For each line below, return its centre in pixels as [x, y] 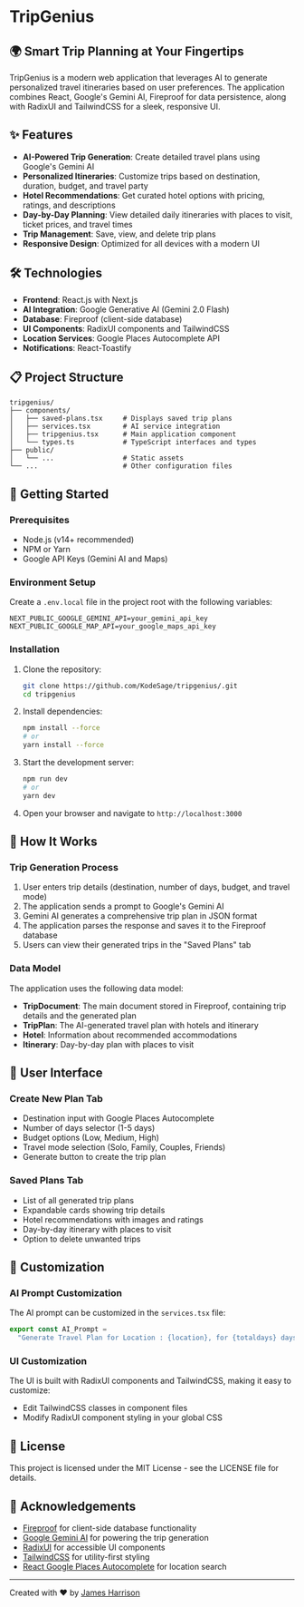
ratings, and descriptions [69, 205]
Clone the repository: [62, 669]
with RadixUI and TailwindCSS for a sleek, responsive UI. [115, 107]
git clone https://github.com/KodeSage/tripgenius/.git [130, 686]
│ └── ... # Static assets [96, 458]
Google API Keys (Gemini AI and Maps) [95, 559]
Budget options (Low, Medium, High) [91, 1138]
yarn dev [39, 795]
